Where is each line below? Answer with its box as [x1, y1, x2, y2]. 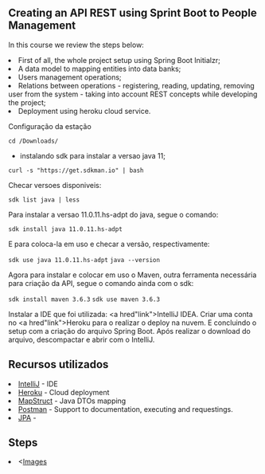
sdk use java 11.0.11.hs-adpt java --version [8, 256, 161, 264]
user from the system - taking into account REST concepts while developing [8, 89, 258, 99]
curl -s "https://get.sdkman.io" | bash [8, 166, 145, 174]
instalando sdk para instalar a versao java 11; [19, 151, 166, 160]
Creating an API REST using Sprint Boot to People [8, 6, 257, 20]
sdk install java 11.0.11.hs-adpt [8, 225, 123, 233]
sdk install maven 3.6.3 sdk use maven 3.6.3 [8, 295, 161, 304]
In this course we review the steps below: [8, 40, 145, 49]
